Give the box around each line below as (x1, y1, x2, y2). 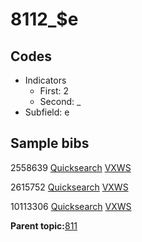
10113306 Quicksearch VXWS (10, 200, 132, 212)
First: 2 (39, 85, 69, 97)
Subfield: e (24, 106, 70, 118)
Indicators (24, 74, 67, 86)
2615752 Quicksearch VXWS (10, 181, 129, 193)
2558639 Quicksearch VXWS (10, 161, 132, 173)
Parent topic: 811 (10, 219, 78, 232)
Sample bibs (10, 135, 90, 152)
